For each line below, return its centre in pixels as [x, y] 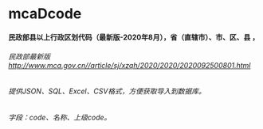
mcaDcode [45, 14]
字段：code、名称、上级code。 [60, 117]
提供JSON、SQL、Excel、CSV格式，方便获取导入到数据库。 [107, 91]
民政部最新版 [29, 57]
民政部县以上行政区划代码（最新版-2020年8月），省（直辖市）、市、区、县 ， [134, 37]
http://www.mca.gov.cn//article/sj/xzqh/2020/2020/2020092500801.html [130, 66]
